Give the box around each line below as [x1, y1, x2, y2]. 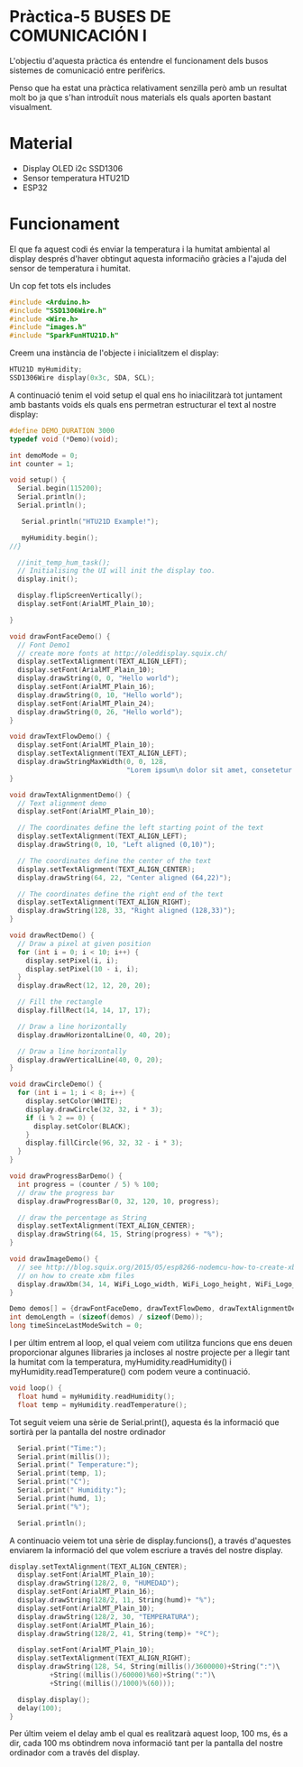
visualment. [9, 101, 52, 112]
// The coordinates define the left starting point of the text [17, 824, 264, 833]
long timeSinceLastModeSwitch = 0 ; [9, 1321, 143, 1330]
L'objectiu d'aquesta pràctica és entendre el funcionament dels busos [9, 55, 269, 66]
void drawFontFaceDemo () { [9, 631, 111, 641]
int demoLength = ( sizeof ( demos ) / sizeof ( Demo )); [9, 1312, 204, 1322]
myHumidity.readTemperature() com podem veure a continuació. [9, 1367, 251, 1377]
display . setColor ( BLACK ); [32, 1121, 131, 1131]
